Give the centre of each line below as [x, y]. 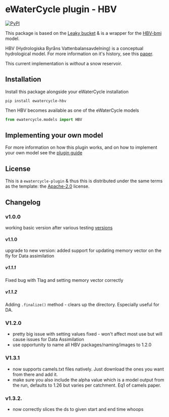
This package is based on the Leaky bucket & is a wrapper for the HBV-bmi [83, 33]
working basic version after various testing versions [59, 227]
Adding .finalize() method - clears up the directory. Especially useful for [82, 305]
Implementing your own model [54, 135]
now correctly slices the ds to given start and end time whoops [78, 409]
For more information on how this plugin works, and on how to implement [81, 147]
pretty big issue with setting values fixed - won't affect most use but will [88, 334]
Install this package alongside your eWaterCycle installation [67, 92]
